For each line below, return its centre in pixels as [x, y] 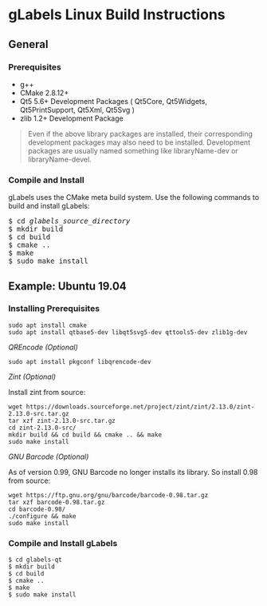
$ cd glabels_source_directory [69, 221]
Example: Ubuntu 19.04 [68, 286]
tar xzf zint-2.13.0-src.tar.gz [62, 421]
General [29, 44]
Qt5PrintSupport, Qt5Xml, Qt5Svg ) [77, 110]
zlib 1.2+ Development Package [71, 118]
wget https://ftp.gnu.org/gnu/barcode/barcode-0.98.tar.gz [108, 495]
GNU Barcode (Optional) [49, 456]
